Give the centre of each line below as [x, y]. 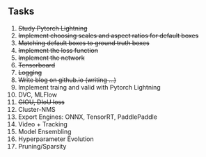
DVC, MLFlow [38, 94]
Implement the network [51, 58]
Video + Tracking [43, 124]
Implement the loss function [58, 50]
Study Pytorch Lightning [53, 28]
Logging [30, 72]
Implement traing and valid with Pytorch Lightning [89, 87]
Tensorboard [37, 65]
